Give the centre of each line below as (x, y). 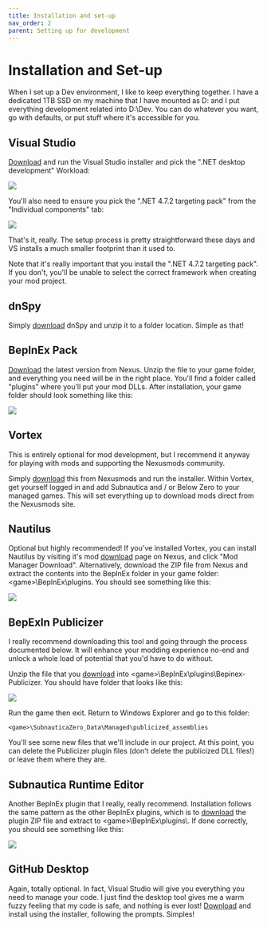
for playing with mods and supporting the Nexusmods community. (117, 463)
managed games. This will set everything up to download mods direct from (132, 495)
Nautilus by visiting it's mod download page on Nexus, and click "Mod (123, 557)
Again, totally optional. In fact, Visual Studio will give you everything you (126, 889)
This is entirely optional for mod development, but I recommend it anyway (129, 454)
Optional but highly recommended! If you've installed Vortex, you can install (132, 548)
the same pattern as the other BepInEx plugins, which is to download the (128, 812)
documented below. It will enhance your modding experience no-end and (129, 650)
